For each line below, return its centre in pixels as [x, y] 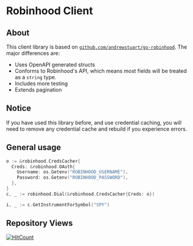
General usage [33, 148]
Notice [19, 109]
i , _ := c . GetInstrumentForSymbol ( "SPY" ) [58, 205]
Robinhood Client [50, 11]
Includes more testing [41, 83]
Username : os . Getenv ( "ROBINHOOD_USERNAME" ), [73, 172]
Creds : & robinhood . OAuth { [44, 167]
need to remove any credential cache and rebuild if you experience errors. [97, 129]
